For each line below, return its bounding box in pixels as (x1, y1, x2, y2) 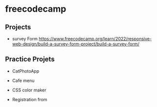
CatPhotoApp (12, 68, 40, 74)
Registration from (12, 96, 47, 102)
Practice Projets (5, 55, 55, 64)
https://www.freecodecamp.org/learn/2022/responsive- (39, 36, 152, 42)
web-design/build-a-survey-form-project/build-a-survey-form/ (12, 41, 139, 47)
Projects (5, 23, 31, 31)
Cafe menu (12, 77, 35, 84)
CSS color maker (12, 87, 46, 93)
